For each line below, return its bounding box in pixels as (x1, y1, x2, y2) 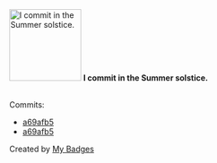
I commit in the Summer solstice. (82, 73, 209, 83)
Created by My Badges (9, 143, 94, 154)
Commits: (9, 99, 45, 110)
